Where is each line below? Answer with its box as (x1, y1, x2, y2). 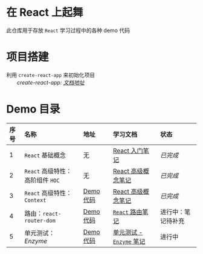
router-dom (24, 217, 56, 224)
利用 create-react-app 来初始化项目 (6, 71, 95, 79)
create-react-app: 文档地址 (17, 79, 85, 86)
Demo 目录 (6, 102, 60, 116)
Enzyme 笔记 (112, 237, 146, 246)
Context (24, 197, 47, 203)
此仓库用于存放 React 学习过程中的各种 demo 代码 (6, 27, 130, 34)
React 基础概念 (24, 151, 66, 159)
